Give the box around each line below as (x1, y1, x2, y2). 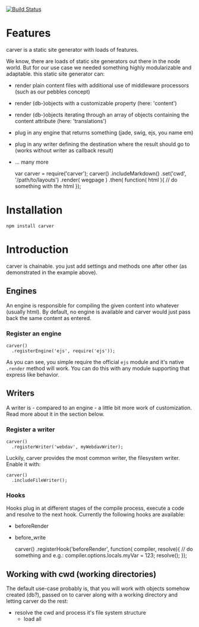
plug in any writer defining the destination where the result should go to (14, 140, 190, 148)
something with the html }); (14, 182, 81, 190)
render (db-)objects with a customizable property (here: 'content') (14, 99, 177, 106)
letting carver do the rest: (6, 598, 68, 605)
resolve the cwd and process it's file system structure (14, 609, 147, 616)
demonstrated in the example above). (6, 268, 98, 276)
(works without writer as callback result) (14, 146, 114, 154)
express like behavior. (6, 371, 59, 378)
